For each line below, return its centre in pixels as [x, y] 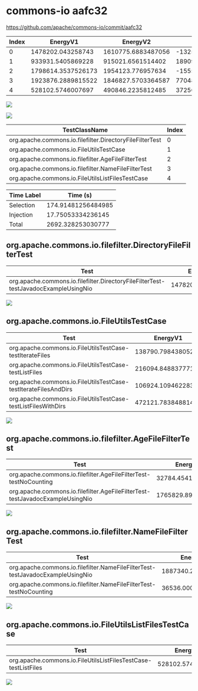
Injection [21, 215]
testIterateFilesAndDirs [41, 389]
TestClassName [85, 130]
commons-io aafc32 [57, 11]
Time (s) [80, 195]
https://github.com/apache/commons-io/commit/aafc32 [74, 27]
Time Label [25, 195]
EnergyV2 [137, 41]
